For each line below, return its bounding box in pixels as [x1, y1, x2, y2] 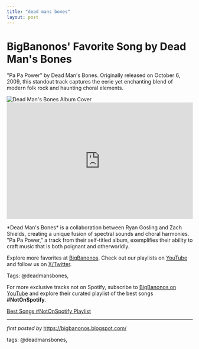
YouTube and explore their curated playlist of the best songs [6, 290, 154, 297]
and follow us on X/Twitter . [6, 261, 72, 268]
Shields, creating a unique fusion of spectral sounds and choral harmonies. [6, 230, 190, 238]
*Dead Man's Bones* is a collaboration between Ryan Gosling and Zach [6, 224, 182, 231]
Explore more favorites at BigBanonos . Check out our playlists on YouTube [6, 254, 188, 261]
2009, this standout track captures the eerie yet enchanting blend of [6, 78, 173, 85]
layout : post [6, 14, 39, 20]
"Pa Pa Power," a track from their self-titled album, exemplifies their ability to [6, 236, 193, 244]
